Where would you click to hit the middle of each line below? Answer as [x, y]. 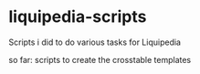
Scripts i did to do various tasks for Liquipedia [95, 42]
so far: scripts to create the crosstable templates [100, 59]
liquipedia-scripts [78, 17]
